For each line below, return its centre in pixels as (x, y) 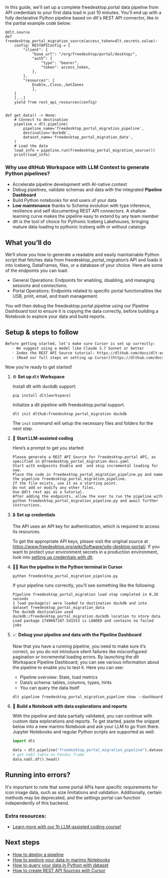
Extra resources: (26, 816)
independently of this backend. (37, 803)
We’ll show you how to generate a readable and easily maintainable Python (82, 255)
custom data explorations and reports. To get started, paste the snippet (86, 721)
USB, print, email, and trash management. (55, 296)
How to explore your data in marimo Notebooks (61, 860)
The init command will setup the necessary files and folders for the (83, 423)
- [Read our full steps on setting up (52, 358)
